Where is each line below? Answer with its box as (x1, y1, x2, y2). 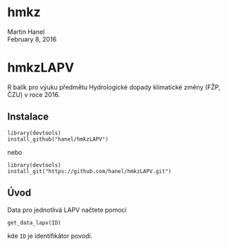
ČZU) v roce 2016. (7, 90, 61, 99)
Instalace (7, 110, 49, 123)
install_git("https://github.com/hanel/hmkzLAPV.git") (7, 167, 172, 175)
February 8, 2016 (7, 34, 57, 43)
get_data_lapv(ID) (7, 219, 61, 226)
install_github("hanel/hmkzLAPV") (7, 135, 109, 143)
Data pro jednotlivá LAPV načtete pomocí (7, 205, 127, 214)
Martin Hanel (7, 27, 45, 36)
